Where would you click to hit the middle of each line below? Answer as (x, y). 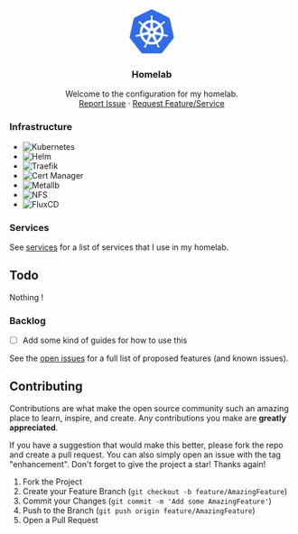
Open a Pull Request (61, 520)
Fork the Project (52, 482)
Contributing (46, 387)
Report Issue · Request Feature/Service (152, 104)
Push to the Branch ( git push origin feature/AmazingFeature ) (139, 510)
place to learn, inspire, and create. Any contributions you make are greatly (148, 418)
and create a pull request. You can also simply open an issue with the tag (145, 455)
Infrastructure (41, 127)
